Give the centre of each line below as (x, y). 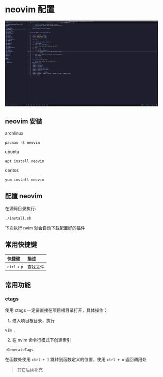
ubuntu (12, 152)
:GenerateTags (19, 350)
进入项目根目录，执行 (33, 320)
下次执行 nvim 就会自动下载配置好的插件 (45, 228)
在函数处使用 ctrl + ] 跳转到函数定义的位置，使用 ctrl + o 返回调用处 (76, 359)
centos (12, 171)
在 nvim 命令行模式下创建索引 (41, 340)
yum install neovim (25, 180)
